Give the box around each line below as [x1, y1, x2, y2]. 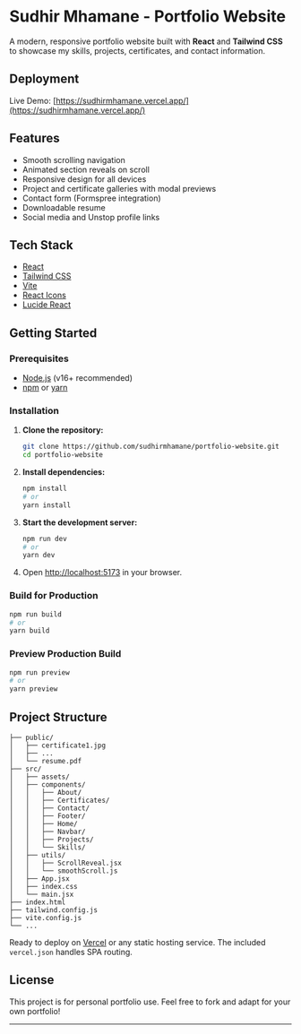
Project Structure [9, 710, 107, 725]
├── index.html [9, 898, 66, 907]
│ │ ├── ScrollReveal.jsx [9, 858, 123, 868]
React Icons [21, 289, 67, 301]
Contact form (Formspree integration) [21, 193, 161, 203]
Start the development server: [21, 517, 138, 528]
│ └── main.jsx [9, 890, 74, 900]
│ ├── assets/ [9, 772, 70, 781]
